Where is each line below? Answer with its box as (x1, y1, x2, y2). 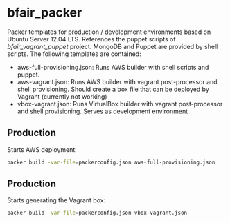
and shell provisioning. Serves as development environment (17, 107, 188, 115)
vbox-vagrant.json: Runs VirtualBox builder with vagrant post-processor (17, 99, 223, 108)
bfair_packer (7, 5, 82, 21)
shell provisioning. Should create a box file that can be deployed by (17, 85, 210, 93)
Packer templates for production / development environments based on (7, 28, 211, 36)
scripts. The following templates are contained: (7, 50, 141, 58)
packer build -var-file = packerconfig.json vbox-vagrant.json (7, 209, 188, 217)
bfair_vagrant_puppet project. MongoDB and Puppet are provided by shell (7, 42, 218, 50)
